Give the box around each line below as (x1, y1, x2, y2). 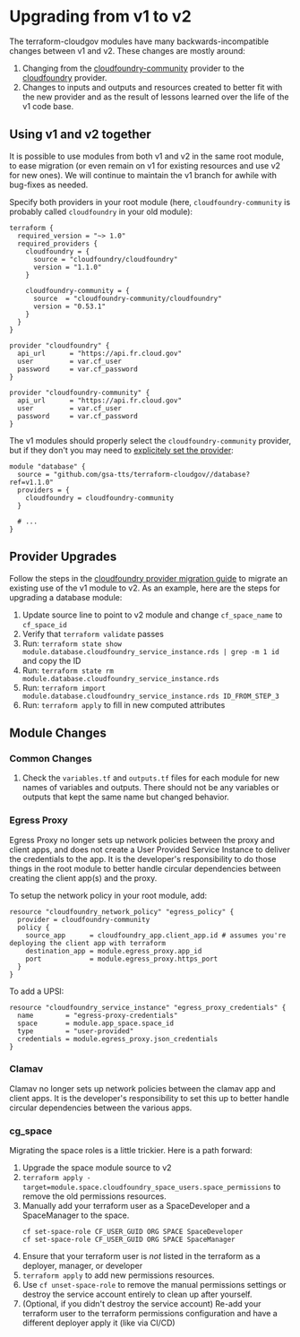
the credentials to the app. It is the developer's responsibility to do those (9, 853, 277, 864)
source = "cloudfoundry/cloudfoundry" (32, 254, 178, 263)
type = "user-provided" (17, 1026, 134, 1036)
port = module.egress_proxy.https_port (25, 954, 219, 963)
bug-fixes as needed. (9, 179, 89, 190)
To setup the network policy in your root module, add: (9, 890, 208, 901)
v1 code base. (21, 100, 74, 111)
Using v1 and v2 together (9, 127, 152, 142)
